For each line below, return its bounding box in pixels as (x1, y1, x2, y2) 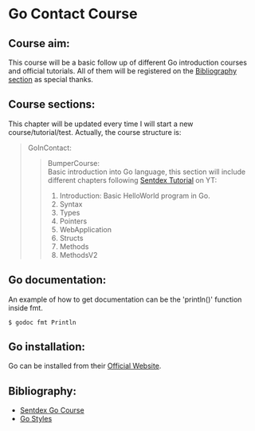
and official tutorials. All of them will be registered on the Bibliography (8, 66, 237, 76)
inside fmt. (8, 302, 44, 312)
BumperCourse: (47, 158, 100, 168)
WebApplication (59, 224, 112, 234)
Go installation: (8, 340, 86, 354)
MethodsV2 (59, 250, 98, 259)
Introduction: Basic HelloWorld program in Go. (59, 191, 210, 200)
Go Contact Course (8, 5, 138, 23)
